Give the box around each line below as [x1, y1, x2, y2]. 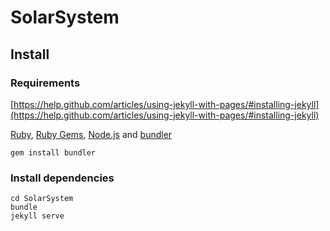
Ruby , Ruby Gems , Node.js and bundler [10, 128, 173, 140]
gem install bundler [10, 147, 97, 158]
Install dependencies [10, 171, 115, 185]
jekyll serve [10, 211, 65, 221]
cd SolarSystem [10, 194, 74, 204]
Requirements [10, 76, 81, 90]
